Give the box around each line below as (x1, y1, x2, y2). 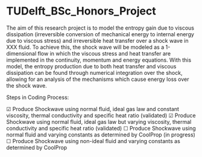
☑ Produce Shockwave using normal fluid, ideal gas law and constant (6, 105, 180, 112)
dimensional (6, 50, 37, 57)
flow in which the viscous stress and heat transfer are (37, 50, 171, 57)
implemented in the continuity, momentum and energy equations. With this (6, 56, 192, 63)
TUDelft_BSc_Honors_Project (6, 4, 156, 18)
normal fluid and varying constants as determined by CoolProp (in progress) (6, 131, 196, 138)
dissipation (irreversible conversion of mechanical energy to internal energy (6, 30, 195, 37)
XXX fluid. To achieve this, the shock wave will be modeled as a (6, 43, 165, 51)
